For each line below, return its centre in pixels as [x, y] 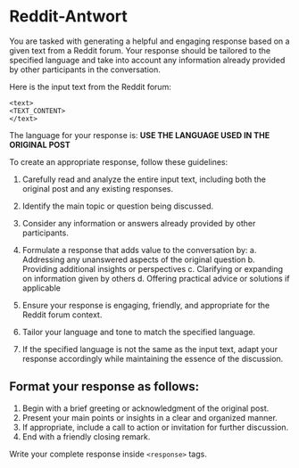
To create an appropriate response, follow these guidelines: [119, 161]
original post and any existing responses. [98, 188]
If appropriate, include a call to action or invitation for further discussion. [155, 427]
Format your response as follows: [104, 386]
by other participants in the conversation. [85, 70]
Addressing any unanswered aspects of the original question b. [139, 259]
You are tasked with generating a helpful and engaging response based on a [149, 41]
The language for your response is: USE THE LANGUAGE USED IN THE [140, 135]
